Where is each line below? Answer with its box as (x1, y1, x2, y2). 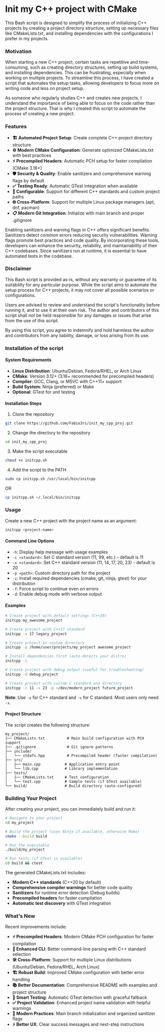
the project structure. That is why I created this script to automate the (5, 105, 146, 112)
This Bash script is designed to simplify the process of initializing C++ (5, 20, 147, 26)
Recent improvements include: (5, 924, 67, 930)
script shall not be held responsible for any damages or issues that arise (5, 312, 152, 318)
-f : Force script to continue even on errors (12, 586, 99, 592)
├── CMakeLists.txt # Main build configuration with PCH (5, 735, 144, 741)
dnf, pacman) (12, 204, 40, 211)
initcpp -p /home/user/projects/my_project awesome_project (5, 645, 132, 650)
